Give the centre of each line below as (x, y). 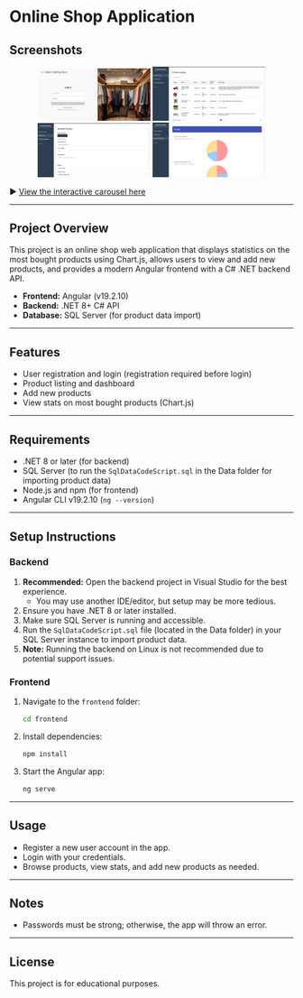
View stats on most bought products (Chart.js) (108, 402)
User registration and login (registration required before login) (137, 374)
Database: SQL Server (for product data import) (111, 315)
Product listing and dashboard (78, 383)
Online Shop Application (102, 17)
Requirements (50, 439)
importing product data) (67, 481)
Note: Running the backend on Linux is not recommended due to (143, 649)
